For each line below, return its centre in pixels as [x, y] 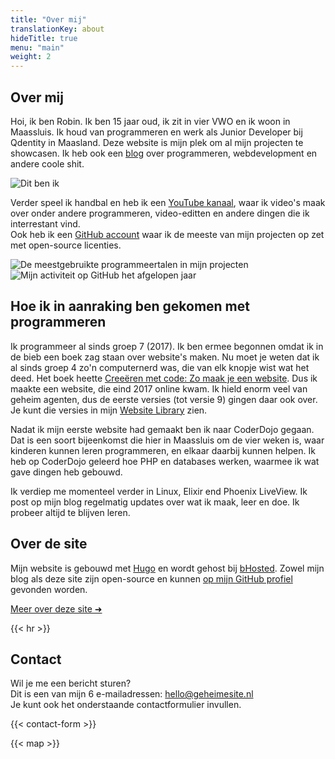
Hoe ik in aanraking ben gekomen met [130, 306]
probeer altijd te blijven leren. [70, 512]
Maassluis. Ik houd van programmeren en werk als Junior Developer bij [156, 132]
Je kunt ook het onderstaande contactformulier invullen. [126, 705]
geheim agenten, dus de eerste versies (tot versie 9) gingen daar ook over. [164, 399]
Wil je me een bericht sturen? [71, 683]
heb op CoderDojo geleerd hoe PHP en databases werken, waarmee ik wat [165, 461]
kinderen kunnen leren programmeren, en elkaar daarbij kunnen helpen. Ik [163, 450]
